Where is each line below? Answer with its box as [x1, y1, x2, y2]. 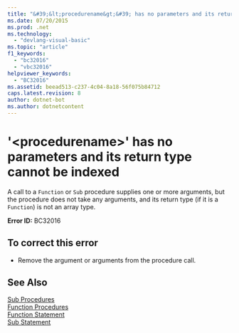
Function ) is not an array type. [7, 202, 96, 211]
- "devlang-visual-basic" [14, 37, 91, 44]
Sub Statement [7, 318, 51, 327]
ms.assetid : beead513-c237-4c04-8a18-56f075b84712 [7, 83, 161, 90]
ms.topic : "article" [7, 43, 69, 51]
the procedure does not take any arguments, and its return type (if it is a [7, 195, 218, 203]
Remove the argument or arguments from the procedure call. [17, 255, 196, 264]
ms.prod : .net [7, 23, 50, 31]
